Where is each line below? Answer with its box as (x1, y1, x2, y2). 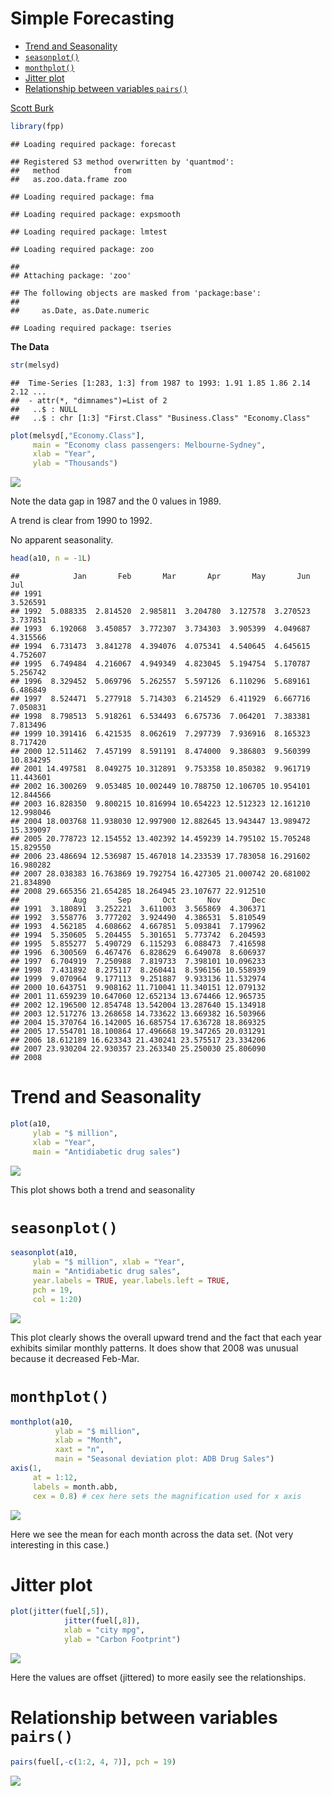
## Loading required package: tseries (10, 323, 172, 333)
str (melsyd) (10, 360, 60, 370)
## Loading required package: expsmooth (10, 209, 182, 219)
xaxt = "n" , (54, 1445, 105, 1455)
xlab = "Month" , (54, 1435, 123, 1446)
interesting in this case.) (10, 1538, 110, 1551)
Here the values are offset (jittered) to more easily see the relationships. (10, 1671, 307, 1683)
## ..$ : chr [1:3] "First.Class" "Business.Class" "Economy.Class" (10, 413, 311, 423)
